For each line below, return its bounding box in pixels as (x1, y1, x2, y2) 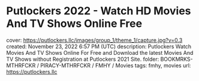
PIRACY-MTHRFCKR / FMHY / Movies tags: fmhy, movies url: (40, 61, 191, 69)
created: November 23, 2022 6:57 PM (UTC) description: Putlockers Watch (6, 43, 192, 50)
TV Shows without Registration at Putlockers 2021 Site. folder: (6, 55, 159, 63)
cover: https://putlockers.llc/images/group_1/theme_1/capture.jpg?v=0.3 (6, 36, 183, 43)
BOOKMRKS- (160, 55, 193, 63)
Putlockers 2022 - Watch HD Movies (6, 4, 191, 18)
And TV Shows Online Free (6, 17, 143, 30)
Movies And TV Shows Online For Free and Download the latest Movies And (6, 49, 194, 56)
